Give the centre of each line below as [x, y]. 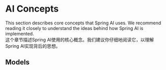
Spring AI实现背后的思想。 [33, 46]
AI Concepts [32, 9]
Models [17, 62]
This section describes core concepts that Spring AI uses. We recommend [83, 23]
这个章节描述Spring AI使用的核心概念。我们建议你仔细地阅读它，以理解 [80, 40]
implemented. [20, 33]
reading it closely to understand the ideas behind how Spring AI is [74, 28]
